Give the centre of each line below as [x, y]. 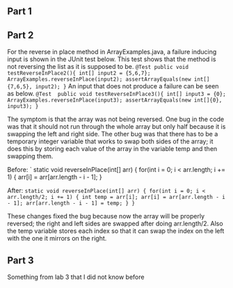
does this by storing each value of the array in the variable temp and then [112, 149]
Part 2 [21, 35]
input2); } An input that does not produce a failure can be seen [127, 86]
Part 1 [20, 11]
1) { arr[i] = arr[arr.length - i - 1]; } [55, 177]
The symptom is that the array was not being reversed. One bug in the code [116, 119]
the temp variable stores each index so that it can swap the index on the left [116, 231]
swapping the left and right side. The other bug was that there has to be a [113, 134]
